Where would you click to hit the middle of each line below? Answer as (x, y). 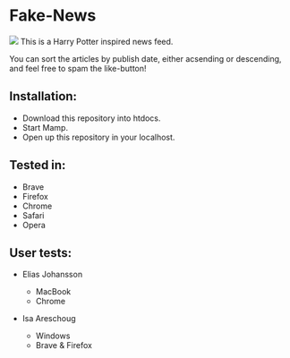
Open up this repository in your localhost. (98, 137)
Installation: (43, 96)
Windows (53, 336)
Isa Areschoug (49, 319)
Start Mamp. (45, 127)
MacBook (53, 292)
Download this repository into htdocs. (91, 118)
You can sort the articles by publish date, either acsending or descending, (145, 58)
